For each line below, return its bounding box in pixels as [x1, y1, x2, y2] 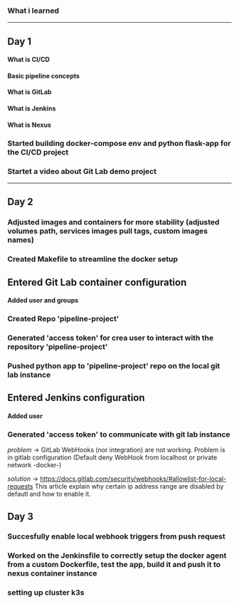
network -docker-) [7, 461, 62, 469]
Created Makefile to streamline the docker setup [7, 254, 179, 264]
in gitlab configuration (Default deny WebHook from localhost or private [7, 453, 218, 462]
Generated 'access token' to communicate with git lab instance [7, 429, 230, 439]
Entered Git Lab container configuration [7, 276, 187, 288]
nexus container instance [7, 568, 97, 578]
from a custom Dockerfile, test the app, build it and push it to [7, 560, 221, 570]
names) [7, 235, 34, 245]
